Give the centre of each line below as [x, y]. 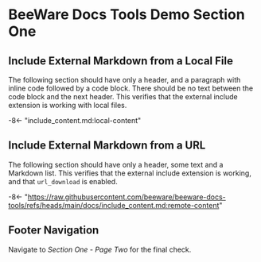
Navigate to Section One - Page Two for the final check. [100, 249]
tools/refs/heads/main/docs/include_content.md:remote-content [114, 205]
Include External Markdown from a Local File [121, 61]
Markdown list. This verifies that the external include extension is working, [130, 173]
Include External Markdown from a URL [107, 146]
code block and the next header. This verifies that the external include [123, 96]
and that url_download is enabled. [63, 181]
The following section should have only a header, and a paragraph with [125, 80]
